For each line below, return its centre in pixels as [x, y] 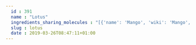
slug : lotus [27, 28]
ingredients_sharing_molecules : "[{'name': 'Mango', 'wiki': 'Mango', [101, 22]
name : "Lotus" [30, 17]
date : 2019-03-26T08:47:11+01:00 [53, 33]
